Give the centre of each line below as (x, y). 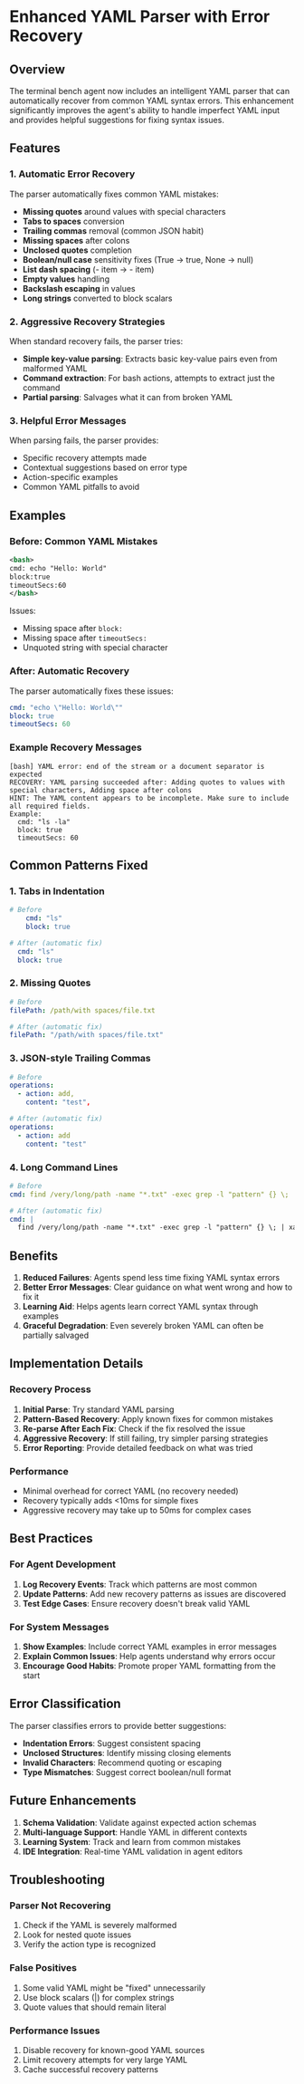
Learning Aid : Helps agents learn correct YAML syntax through (140, 1307)
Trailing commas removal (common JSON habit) (113, 230)
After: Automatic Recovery (69, 671)
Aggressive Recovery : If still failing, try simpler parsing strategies (145, 1438)
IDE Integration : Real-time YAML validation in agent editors (133, 1851)
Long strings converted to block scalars (97, 298)
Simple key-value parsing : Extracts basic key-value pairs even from (150, 359)
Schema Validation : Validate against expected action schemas (139, 1822)
